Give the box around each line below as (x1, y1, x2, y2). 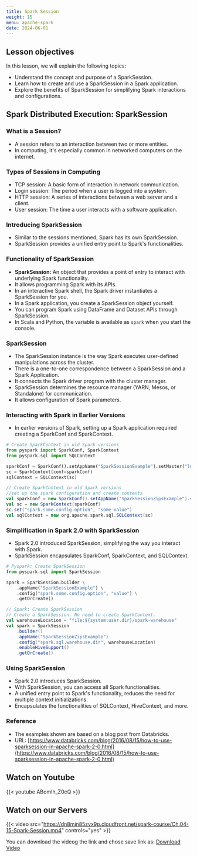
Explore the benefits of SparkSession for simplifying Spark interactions (14, 86, 186, 93)
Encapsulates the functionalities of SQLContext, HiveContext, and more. (14, 702, 189, 709)
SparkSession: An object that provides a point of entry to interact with (14, 268, 185, 275)
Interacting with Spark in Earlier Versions (6, 411, 125, 419)
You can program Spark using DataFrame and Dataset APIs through (14, 306, 178, 313)
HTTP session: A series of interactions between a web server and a (14, 193, 178, 200)
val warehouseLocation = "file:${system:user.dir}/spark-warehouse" (6, 618, 177, 624)
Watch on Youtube (6, 772, 75, 782)
